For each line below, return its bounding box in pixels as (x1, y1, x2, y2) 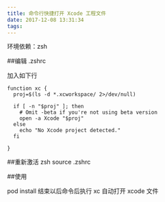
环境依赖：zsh (7, 42, 48, 51)
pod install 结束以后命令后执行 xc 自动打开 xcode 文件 (7, 187, 159, 195)
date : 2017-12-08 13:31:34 (7, 16, 84, 23)
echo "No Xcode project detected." (19, 127, 121, 134)
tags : (7, 23, 23, 29)
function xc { (7, 85, 48, 92)
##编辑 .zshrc (7, 57, 47, 65)
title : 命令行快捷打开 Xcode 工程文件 (7, 10, 107, 17)
